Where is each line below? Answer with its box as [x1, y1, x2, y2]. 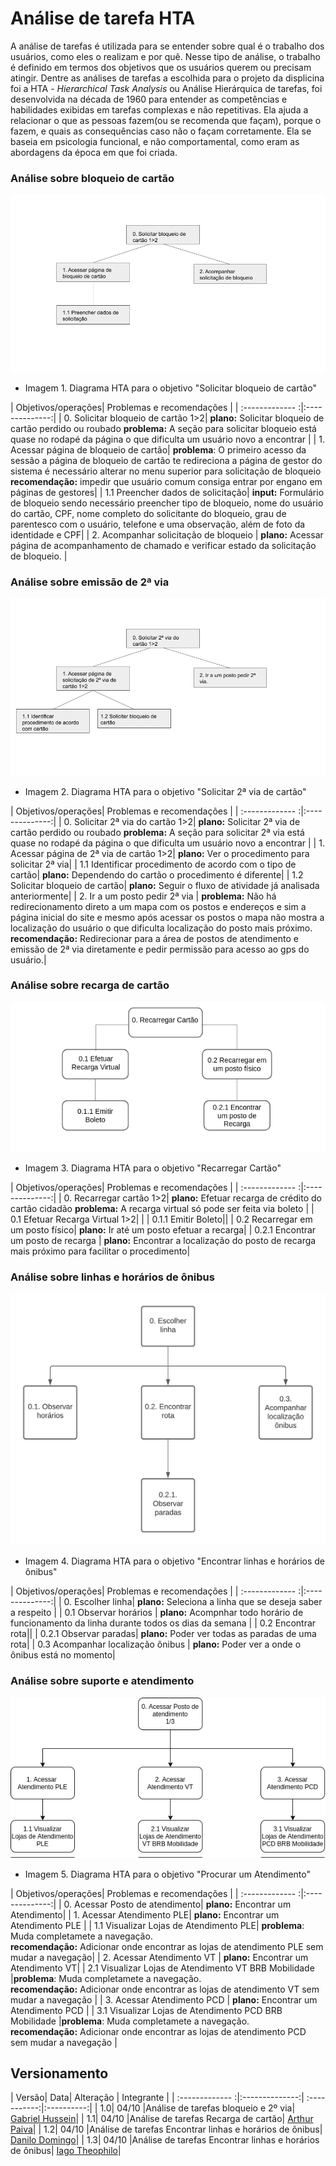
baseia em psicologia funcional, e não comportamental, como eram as [10, 135, 300, 147]
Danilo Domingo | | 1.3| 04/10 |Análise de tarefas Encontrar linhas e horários [10, 2134, 320, 2146]
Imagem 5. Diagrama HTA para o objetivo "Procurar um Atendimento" [24, 1868, 311, 1880]
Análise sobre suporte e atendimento [10, 1674, 195, 1688]
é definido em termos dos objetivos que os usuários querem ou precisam [10, 61, 312, 73]
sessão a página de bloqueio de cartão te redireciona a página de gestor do [10, 454, 323, 466]
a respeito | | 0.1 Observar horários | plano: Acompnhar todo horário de [10, 1607, 304, 1619]
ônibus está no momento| [10, 1649, 116, 1661]
